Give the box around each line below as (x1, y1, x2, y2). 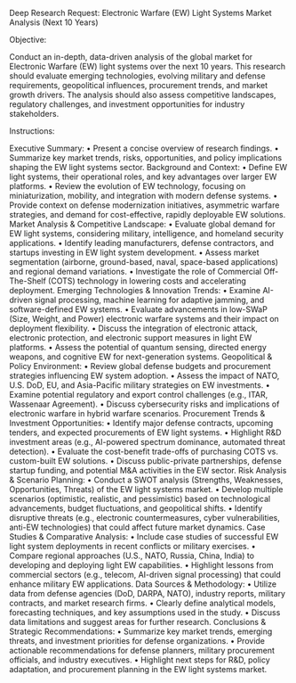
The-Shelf (9, 276, 46, 286)
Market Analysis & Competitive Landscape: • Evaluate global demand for (9, 218, 276, 229)
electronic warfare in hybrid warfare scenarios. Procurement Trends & (9, 408, 266, 418)
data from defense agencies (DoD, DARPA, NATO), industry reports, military (9, 588, 286, 598)
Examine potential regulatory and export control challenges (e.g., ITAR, (9, 390, 268, 399)
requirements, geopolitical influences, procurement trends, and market (9, 80, 268, 90)
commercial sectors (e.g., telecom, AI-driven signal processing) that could (9, 570, 282, 580)
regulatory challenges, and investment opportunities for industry (9, 99, 245, 110)
